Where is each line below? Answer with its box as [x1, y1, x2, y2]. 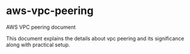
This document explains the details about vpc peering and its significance [6, 35, 185, 42]
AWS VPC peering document [6, 23, 76, 31]
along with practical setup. [6, 41, 70, 48]
